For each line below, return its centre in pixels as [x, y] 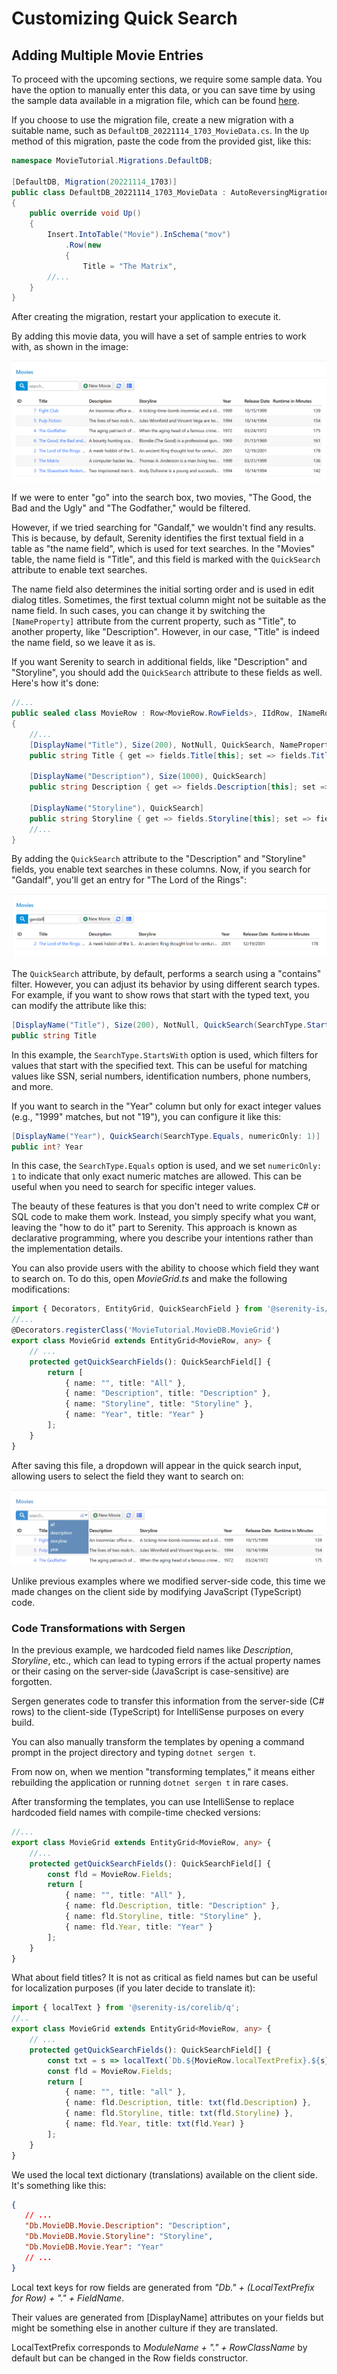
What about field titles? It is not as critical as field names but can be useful [164, 1978]
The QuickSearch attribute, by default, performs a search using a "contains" [166, 973]
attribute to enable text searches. [79, 570]
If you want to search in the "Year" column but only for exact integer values [166, 1106]
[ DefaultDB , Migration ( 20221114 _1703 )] [94, 182]
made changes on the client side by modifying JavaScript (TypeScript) [157, 1591]
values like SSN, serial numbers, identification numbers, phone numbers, [161, 1076]
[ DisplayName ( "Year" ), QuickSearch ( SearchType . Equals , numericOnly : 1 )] [166, 1136]
